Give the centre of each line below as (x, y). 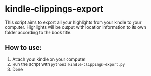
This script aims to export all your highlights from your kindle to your (73, 22)
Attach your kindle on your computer (49, 59)
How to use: (24, 47)
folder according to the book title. (38, 32)
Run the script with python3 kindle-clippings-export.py (68, 64)
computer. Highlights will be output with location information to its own (76, 27)
